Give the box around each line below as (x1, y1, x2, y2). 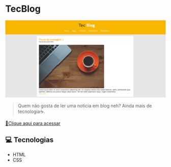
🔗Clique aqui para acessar (5, 120, 61, 126)
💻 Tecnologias (5, 135, 54, 144)
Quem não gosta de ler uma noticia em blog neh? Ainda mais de (17, 103, 152, 109)
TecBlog (5, 3, 41, 15)
